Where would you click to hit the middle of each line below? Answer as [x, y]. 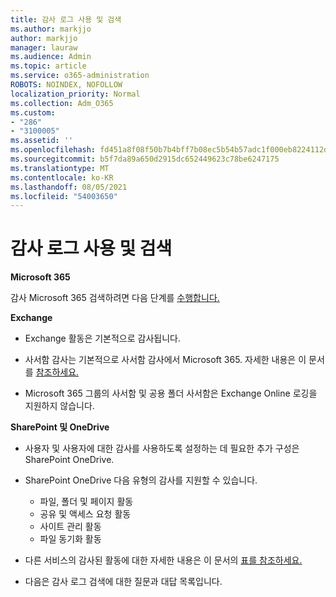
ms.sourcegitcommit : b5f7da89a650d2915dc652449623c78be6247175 [145, 159]
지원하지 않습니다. [59, 406]
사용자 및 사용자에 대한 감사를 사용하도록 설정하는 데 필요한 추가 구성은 [162, 448]
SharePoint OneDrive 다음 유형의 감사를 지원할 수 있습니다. [141, 480]
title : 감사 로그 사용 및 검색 [66, 19]
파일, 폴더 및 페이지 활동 [86, 502]
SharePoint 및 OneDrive [60, 427]
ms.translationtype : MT [60, 168]
